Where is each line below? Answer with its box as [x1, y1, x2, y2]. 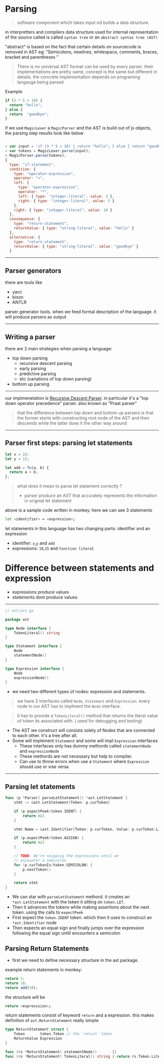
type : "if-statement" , [9, 162, 56, 167]
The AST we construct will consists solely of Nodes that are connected [12, 727, 155, 733]
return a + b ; [9, 470, 38, 475]
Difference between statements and [5, 563, 154, 574]
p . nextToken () [22, 867, 51, 872]
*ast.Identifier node [12, 920, 57, 926]
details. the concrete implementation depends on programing [17, 74, 141, 80]
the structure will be [5, 994, 45, 1000]
